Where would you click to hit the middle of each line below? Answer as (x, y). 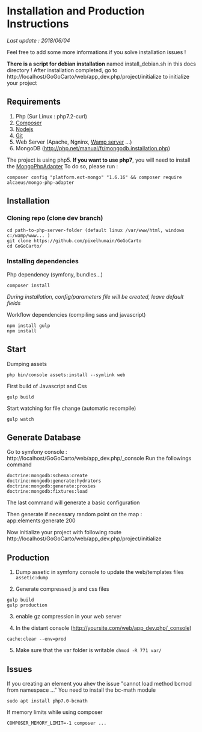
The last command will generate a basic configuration (73, 502)
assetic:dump (32, 578)
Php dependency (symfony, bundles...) (55, 274)
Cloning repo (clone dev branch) (55, 218)
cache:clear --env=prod (37, 639)
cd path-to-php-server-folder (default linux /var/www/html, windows (96, 230)
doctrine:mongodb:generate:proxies (51, 486)
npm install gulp (29, 326)
